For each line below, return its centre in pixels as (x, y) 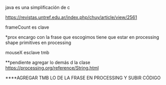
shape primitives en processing (38, 42)
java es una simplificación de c (38, 7)
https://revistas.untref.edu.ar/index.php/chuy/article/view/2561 (71, 17)
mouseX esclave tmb (27, 52)
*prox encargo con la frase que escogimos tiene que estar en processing (82, 37)
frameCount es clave (27, 27)
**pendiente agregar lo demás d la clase (48, 62)
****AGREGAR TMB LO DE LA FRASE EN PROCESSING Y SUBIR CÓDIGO (83, 78)
